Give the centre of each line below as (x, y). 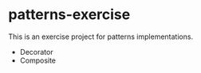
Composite (38, 60)
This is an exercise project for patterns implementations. (101, 36)
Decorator (36, 52)
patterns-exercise (69, 15)
